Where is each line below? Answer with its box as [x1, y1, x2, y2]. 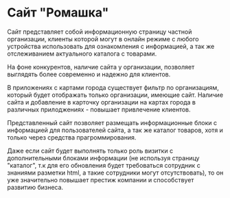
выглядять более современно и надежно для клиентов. [7, 70, 171, 78]
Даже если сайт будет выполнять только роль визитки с [7, 146, 174, 155]
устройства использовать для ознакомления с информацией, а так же [7, 42, 215, 50]
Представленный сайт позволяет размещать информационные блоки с [7, 118, 218, 126]
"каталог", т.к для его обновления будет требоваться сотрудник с [7, 161, 200, 169]
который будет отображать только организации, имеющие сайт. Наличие [7, 91, 224, 99]
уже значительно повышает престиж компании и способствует [7, 175, 194, 184]
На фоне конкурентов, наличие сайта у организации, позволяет [7, 63, 195, 71]
